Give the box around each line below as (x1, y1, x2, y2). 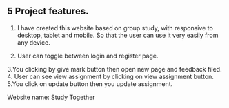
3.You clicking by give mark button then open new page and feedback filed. (7, 65, 222, 73)
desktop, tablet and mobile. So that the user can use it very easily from (17, 31, 219, 39)
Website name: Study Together (7, 93, 95, 101)
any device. (17, 38, 50, 47)
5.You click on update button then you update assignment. (7, 79, 173, 88)
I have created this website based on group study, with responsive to (17, 23, 214, 32)
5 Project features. (7, 6, 89, 17)
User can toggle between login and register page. (17, 52, 159, 60)
